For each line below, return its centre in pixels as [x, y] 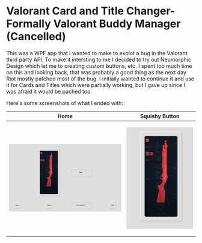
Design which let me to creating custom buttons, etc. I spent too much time [99, 66]
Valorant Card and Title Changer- [91, 11]
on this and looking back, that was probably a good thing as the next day [96, 72]
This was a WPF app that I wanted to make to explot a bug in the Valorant [97, 53]
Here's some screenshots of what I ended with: [65, 103]
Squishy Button [160, 116]
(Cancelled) [36, 37]
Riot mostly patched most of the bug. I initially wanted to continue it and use [100, 79]
